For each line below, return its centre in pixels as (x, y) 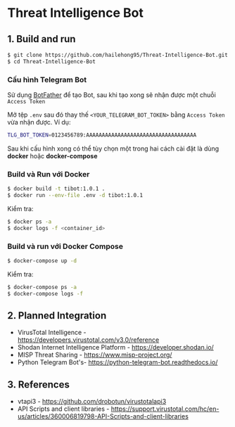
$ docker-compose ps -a (42, 287)
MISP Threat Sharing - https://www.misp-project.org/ (95, 355)
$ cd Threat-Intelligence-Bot (52, 61)
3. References (39, 384)
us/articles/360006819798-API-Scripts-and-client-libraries (103, 416)
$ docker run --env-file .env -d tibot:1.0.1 (75, 196)
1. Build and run (42, 39)
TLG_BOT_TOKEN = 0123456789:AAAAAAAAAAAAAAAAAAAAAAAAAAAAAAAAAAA (102, 135)
